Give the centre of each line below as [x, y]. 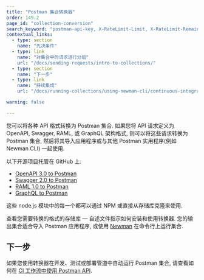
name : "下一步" [35, 74]
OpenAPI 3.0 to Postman [46, 173]
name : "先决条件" [37, 46]
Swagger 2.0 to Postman [46, 180]
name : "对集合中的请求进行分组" [53, 57]
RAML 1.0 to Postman [42, 186]
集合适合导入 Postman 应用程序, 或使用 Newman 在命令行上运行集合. [97, 226]
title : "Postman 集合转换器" [41, 12]
